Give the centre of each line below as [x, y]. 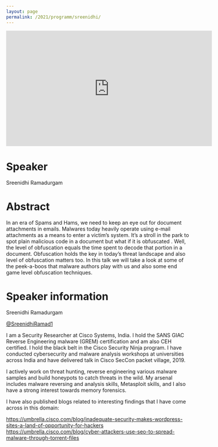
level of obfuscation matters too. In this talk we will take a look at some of [95, 260]
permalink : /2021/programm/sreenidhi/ [53, 17]
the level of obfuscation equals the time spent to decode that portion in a [94, 248]
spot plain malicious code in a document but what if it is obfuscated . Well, [96, 242]
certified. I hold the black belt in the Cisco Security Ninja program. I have [94, 348]
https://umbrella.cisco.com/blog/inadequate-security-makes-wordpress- [95, 419]
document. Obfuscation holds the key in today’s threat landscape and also [96, 254]
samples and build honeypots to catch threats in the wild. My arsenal [89, 378]
